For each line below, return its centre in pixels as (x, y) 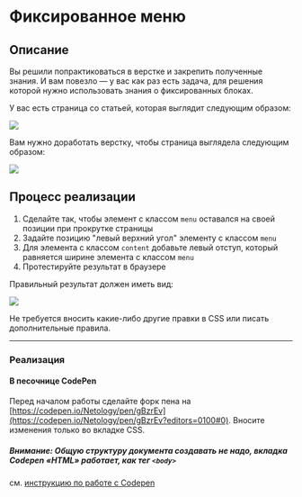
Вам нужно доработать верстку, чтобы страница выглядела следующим (149, 142)
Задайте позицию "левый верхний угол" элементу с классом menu (149, 238)
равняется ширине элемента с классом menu (108, 257)
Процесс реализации (73, 197)
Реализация (37, 359)
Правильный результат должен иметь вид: (91, 284)
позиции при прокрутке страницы (88, 228)
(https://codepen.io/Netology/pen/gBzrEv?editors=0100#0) (119, 420)
